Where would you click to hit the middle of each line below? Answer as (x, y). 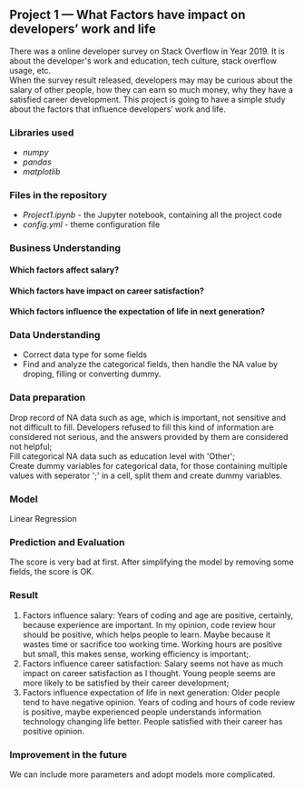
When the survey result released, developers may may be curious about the (151, 80)
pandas (37, 162)
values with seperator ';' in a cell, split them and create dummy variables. (146, 475)
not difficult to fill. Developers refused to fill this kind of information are (142, 427)
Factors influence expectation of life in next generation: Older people (151, 692)
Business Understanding (65, 248)
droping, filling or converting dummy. (92, 374)
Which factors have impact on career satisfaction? (107, 291)
